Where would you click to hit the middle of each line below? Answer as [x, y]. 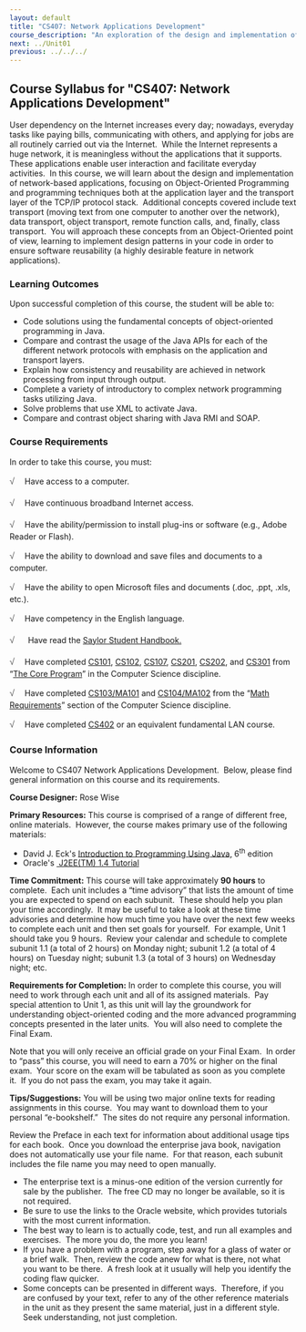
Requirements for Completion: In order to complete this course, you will [146, 986]
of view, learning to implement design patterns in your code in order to [142, 241]
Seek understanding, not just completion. [100, 1317]
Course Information [54, 750]
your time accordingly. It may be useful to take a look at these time [135, 910]
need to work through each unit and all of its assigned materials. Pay [139, 995]
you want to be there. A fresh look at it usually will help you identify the [157, 1269]
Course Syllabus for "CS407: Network [120, 89]
